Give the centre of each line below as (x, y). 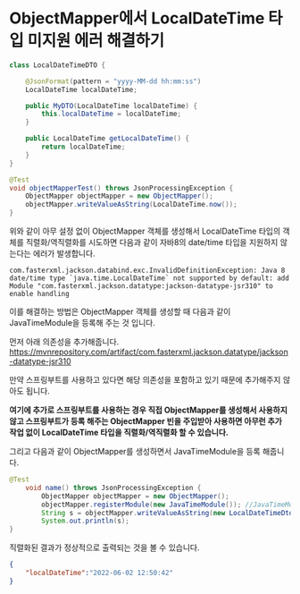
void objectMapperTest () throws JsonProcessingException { (121, 188)
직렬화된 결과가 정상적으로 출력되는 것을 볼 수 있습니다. (104, 547)
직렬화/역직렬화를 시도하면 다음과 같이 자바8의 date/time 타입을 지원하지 (152, 242)
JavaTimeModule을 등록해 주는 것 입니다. (83, 323)
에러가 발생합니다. (64, 254)
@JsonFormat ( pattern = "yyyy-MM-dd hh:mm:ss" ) (113, 81)
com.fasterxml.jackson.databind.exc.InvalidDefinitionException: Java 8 (147, 271)
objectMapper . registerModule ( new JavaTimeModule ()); (142, 505)
